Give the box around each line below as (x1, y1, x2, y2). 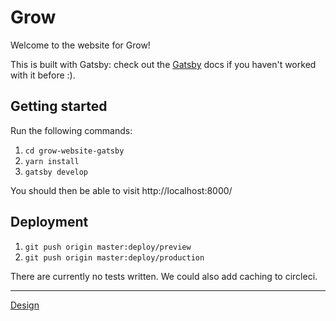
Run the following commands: (10, 124, 133, 136)
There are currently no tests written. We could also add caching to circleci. (10, 270, 318, 282)
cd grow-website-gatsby (24, 146, 125, 156)
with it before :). (10, 69, 76, 81)
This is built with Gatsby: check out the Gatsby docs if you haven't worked (10, 58, 317, 70)
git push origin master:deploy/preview (24, 242, 192, 252)
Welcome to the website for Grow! (10, 39, 151, 51)
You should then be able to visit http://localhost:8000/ (10, 184, 233, 196)
